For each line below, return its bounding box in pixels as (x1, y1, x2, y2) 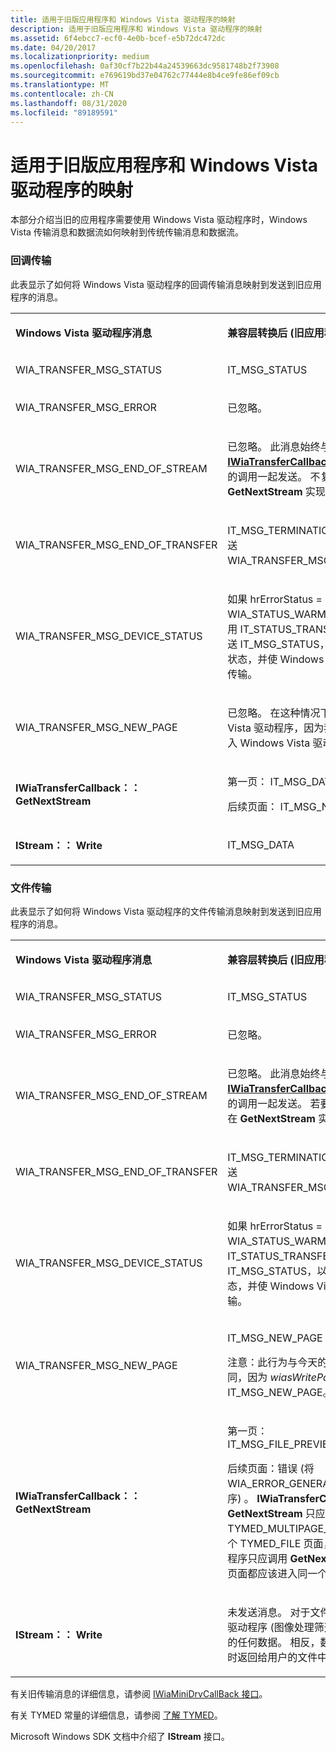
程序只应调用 (227, 1551, 288, 1565)
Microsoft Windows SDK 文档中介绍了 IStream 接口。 (10, 1730, 230, 1742)
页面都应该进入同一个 (227, 1566, 328, 1580)
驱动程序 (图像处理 (227, 1620, 315, 1634)
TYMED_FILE (239, 1536, 302, 1550)
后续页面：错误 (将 (227, 1461, 315, 1475)
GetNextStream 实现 (227, 484, 326, 498)
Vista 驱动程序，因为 (227, 721, 325, 735)
